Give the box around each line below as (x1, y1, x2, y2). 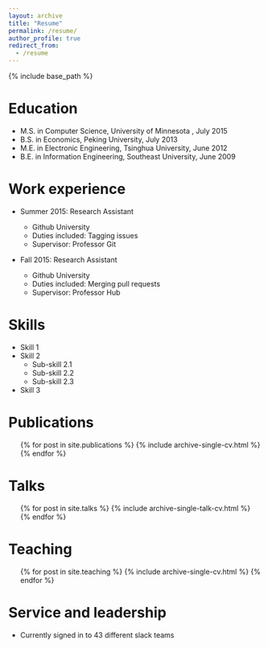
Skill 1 (19, 342, 39, 352)
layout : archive (8, 11, 63, 20)
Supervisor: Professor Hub (31, 287, 121, 297)
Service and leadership (8, 603, 167, 621)
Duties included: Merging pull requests (31, 279, 161, 288)
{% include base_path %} (8, 72, 93, 80)
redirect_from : (8, 42, 60, 50)
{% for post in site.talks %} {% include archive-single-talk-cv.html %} (19, 503, 251, 513)
